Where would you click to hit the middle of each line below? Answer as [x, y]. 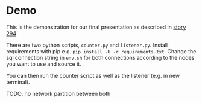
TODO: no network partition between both [58, 93]
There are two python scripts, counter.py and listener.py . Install [87, 45]
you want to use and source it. [44, 64]
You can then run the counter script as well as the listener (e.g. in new [93, 75]
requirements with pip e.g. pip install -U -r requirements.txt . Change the [101, 51]
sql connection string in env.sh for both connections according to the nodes [100, 57]
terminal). [18, 82]
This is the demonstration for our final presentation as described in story [96, 27]
